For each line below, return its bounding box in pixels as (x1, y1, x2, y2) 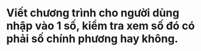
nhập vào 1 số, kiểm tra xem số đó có (6, 19, 195, 33)
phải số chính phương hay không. (6, 32, 178, 46)
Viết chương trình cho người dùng (6, 6, 180, 20)
